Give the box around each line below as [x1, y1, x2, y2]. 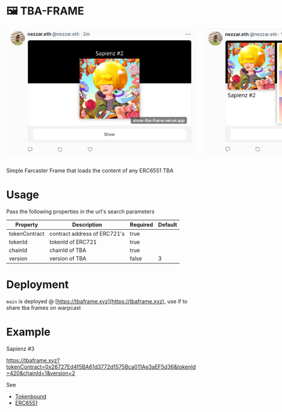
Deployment [6, 277, 69, 291]
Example [6, 325, 51, 339]
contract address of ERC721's [49, 230, 125, 237]
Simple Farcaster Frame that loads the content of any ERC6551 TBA [6, 167, 174, 174]
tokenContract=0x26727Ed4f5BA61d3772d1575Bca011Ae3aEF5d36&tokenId [6, 363, 196, 370]
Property [14, 221, 38, 229]
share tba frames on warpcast [6, 304, 81, 311]
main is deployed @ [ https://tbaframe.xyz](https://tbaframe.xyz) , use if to [6, 298, 188, 305]
